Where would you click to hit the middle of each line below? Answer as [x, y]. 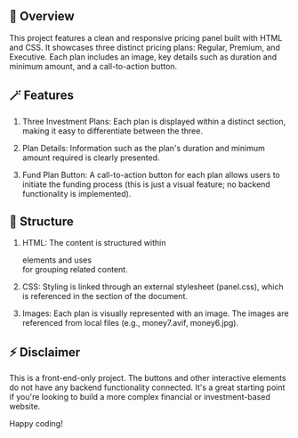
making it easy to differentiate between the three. [112, 131]
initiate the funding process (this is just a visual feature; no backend [146, 184]
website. [25, 407]
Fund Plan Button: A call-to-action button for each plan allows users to [151, 174]
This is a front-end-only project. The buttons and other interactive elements [148, 378]
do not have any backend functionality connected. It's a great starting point [147, 387]
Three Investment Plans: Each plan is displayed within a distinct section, [154, 121]
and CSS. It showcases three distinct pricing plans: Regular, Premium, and [145, 47]
